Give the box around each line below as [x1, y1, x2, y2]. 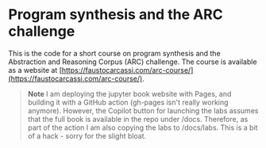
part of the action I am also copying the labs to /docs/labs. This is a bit [27, 123, 258, 132]
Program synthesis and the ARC [8, 6, 224, 24]
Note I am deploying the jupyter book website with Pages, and [27, 89, 232, 98]
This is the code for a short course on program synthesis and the [8, 48, 221, 58]
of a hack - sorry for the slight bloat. [27, 131, 147, 140]
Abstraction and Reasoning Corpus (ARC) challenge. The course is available [8, 57, 257, 66]
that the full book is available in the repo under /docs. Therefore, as [27, 114, 249, 123]
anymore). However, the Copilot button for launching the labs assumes [27, 105, 259, 116]
